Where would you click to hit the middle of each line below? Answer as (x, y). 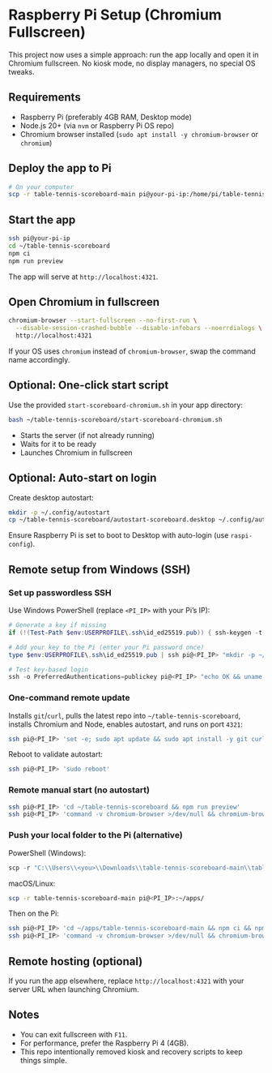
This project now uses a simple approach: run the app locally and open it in (134, 54)
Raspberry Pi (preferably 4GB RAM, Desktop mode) (106, 117)
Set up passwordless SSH (60, 592)
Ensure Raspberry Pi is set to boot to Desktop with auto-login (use (119, 535)
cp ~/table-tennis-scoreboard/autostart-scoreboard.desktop (112, 520)
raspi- (241, 536)
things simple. (43, 1060)
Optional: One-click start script (89, 386)
